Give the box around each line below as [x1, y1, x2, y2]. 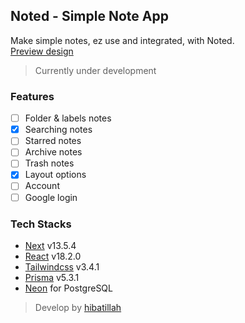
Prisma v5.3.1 [24, 271, 80, 283]
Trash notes [24, 157, 75, 169]
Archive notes [24, 146, 83, 158]
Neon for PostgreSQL [24, 282, 113, 294]
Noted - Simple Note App [10, 8, 169, 25]
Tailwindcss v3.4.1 [24, 260, 100, 273]
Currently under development [34, 64, 157, 76]
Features [10, 89, 55, 103]
